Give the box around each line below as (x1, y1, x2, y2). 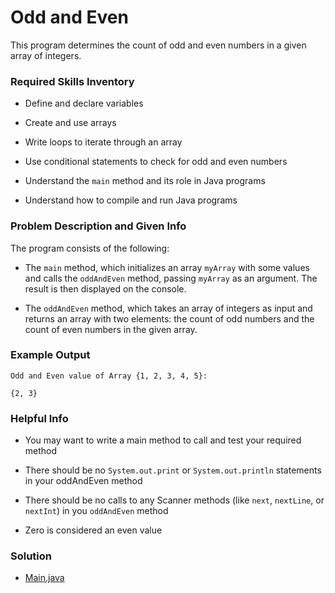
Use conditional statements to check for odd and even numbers (24, 156, 288, 168)
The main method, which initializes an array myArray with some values (24, 261, 310, 273)
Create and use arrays (24, 117, 117, 129)
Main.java (24, 572, 65, 584)
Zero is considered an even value (24, 524, 163, 536)
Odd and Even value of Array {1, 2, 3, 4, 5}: (10, 371, 208, 381)
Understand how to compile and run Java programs (24, 194, 238, 206)
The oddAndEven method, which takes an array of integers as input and (24, 302, 313, 314)
